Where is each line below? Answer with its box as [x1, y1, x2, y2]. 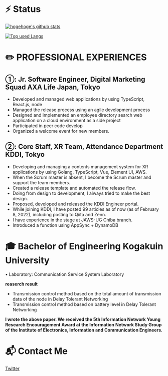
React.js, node [12, 101, 43, 107]
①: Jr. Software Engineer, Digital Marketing [5, 75, 145, 84]
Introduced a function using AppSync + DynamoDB [12, 222, 119, 228]
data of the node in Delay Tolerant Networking [12, 296, 108, 302]
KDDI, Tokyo [5, 150, 45, 159]
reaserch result [5, 281, 38, 287]
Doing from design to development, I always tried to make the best [12, 190, 150, 196]
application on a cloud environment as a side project [12, 117, 121, 123]
